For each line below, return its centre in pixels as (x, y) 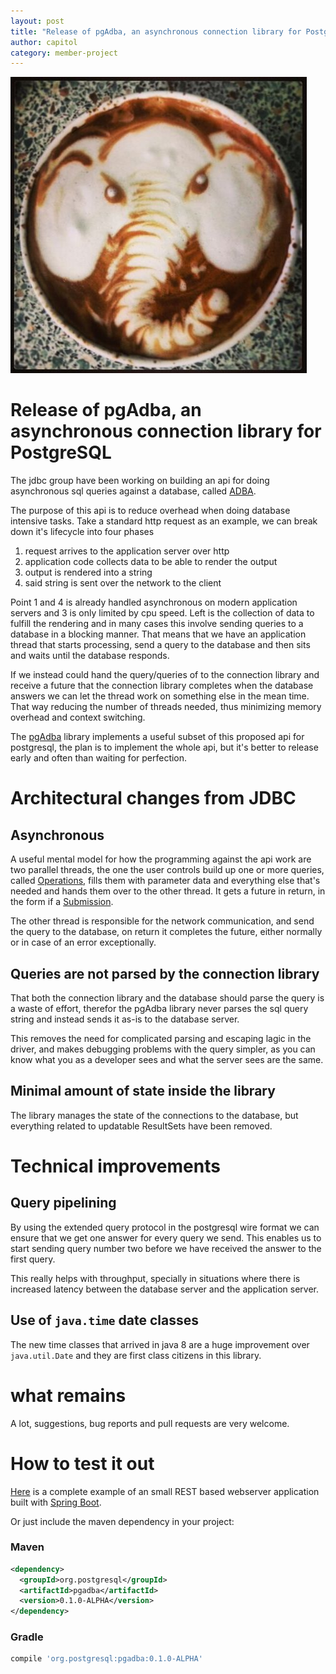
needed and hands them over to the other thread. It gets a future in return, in (168, 891)
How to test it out (82, 1463)
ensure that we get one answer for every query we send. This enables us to (166, 1237)
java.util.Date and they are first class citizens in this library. (136, 1355)
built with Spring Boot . (56, 1502)
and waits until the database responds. (90, 656)
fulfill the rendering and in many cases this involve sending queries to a (157, 624)
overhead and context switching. (78, 717)
